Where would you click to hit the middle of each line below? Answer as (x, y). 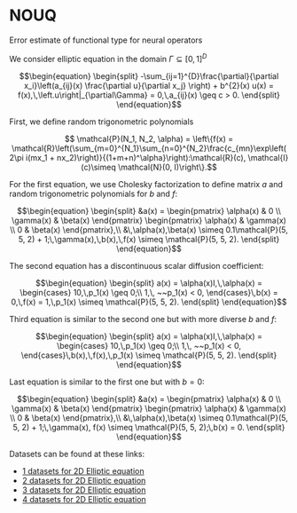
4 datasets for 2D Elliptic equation (84, 499)
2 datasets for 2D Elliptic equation (84, 480)
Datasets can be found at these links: (77, 454)
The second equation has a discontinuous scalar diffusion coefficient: (137, 265)
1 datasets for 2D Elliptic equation (83, 470)
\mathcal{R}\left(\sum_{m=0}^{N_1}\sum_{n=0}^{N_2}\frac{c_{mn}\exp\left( (149, 148)
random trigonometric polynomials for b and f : (94, 193)
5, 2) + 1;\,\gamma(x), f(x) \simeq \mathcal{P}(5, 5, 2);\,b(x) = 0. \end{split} (149, 427)
